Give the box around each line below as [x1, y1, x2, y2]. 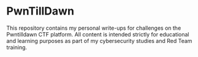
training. [6, 44, 28, 51]
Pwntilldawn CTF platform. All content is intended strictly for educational [6, 30, 189, 38]
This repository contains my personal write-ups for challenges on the [6, 24, 181, 32]
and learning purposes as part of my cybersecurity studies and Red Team [6, 37, 192, 44]
